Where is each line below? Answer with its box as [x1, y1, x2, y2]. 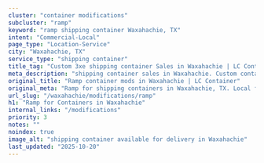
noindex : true [8, 128, 55, 136]
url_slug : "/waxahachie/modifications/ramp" [8, 92, 156, 100]
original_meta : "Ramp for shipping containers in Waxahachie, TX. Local [8, 84, 251, 92]
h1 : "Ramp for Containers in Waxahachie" [8, 99, 146, 107]
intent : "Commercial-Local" [8, 33, 101, 42]
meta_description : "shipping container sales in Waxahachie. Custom [8, 70, 237, 78]
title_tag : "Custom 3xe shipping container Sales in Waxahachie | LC [8, 63, 241, 71]
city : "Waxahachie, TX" [8, 48, 86, 56]
